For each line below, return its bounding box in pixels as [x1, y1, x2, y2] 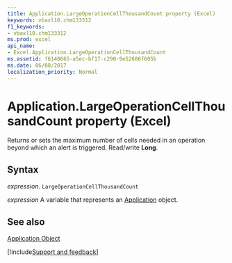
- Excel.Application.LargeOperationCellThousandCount [7, 49, 167, 56]
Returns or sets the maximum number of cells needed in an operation [7, 136, 206, 145]
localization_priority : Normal [7, 68, 98, 75]
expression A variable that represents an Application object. [7, 196, 179, 204]
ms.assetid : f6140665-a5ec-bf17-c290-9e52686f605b [7, 56, 157, 63]
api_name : [7, 42, 36, 49]
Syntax [7, 164, 39, 175]
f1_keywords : [7, 23, 45, 30]
